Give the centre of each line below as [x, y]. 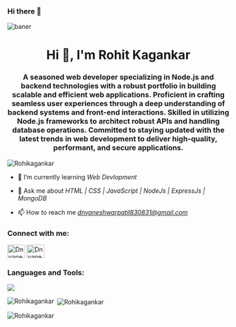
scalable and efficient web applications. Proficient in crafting [118, 95]
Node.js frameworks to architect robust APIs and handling [118, 121]
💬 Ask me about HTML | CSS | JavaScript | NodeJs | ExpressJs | [111, 191]
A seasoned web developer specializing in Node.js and [118, 77]
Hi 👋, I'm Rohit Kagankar [118, 55]
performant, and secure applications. [118, 148]
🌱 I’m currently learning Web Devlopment [77, 177]
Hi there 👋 [25, 11]
